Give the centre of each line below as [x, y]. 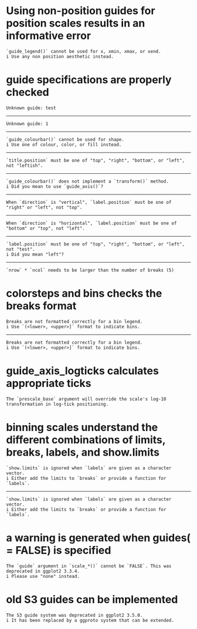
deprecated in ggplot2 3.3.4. [43, 571]
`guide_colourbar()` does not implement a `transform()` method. [87, 181]
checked [28, 92]
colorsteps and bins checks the [84, 293]
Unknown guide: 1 [27, 124]
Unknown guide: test [31, 108]
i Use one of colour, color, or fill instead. [64, 144]
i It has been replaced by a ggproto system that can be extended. [90, 620]
